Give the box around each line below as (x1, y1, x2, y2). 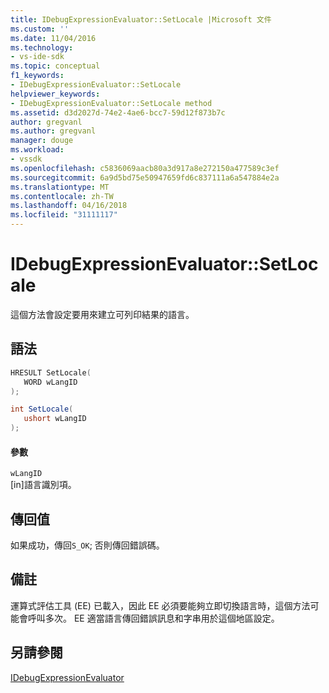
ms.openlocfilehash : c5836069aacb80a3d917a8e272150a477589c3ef (10, 163, 280, 173)
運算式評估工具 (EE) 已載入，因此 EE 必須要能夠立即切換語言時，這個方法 (10, 599, 311, 611)
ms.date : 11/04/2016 (10, 33, 97, 43)
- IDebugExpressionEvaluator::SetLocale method (10, 98, 213, 108)
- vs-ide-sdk (10, 52, 65, 62)
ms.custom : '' (10, 24, 70, 34)
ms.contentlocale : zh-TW (10, 191, 114, 201)
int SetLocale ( (10, 404, 74, 415)
